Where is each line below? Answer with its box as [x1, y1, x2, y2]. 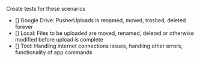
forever [14, 23, 33, 30]
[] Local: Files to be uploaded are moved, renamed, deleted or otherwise [14, 29, 194, 37]
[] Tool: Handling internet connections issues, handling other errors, [14, 42, 183, 49]
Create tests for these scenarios [6, 5, 86, 12]
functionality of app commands [14, 49, 92, 56]
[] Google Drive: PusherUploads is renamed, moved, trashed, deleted [14, 17, 186, 23]
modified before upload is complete [14, 36, 103, 43]
